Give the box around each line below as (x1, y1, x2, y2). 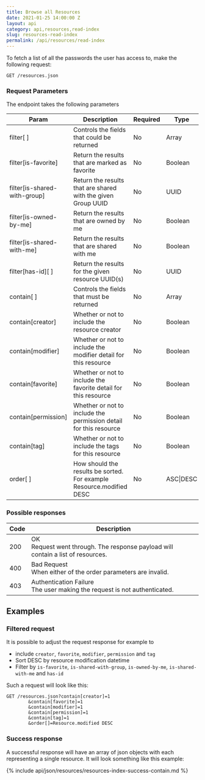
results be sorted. (73, 467, 124, 475)
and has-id (35, 670, 64, 677)
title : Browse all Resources (6, 9, 81, 15)
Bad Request (31, 560, 68, 569)
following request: (6, 61, 52, 68)
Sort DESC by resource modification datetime (15, 657, 130, 664)
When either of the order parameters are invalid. (31, 567, 169, 576)
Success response (6, 735, 63, 743)
